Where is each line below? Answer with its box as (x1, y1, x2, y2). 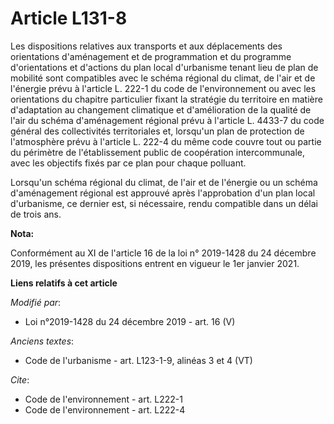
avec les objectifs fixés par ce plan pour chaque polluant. (10, 157, 247, 169)
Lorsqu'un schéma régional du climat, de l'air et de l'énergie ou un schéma (10, 176, 318, 188)
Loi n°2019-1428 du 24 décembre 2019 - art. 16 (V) (24, 315, 236, 327)
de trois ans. (10, 208, 62, 220)
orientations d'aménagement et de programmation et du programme (10, 50, 292, 62)
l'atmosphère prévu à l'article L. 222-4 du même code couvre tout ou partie (10, 135, 322, 147)
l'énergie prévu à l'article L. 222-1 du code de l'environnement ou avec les (10, 82, 317, 94)
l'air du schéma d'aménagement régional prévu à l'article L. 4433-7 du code (10, 114, 325, 126)
